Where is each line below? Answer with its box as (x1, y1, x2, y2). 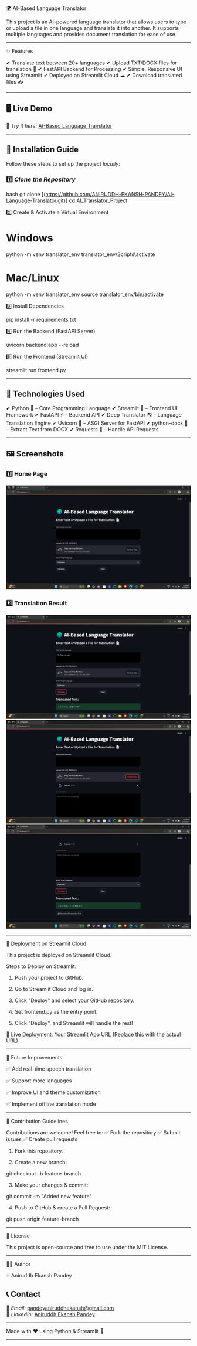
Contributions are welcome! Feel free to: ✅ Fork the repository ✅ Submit (6, 1129, 181, 1136)
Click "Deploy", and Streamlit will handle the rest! (14, 1019, 133, 1027)
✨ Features (6, 47, 33, 54)
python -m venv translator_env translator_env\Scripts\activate (6, 251, 155, 258)
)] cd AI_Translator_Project (63, 197, 128, 204)
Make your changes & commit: (14, 1181, 89, 1188)
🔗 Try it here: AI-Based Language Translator (6, 122, 113, 129)
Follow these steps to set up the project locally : (6, 160, 120, 167)
